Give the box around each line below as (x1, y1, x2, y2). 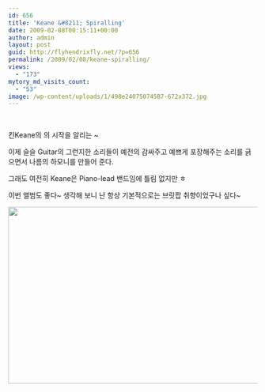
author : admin (8, 33, 55, 42)
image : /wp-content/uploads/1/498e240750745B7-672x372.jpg (8, 92, 207, 100)
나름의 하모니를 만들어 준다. (28, 157, 114, 167)
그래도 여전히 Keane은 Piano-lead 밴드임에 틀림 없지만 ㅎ (8, 174, 187, 183)
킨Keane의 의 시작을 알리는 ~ (8, 130, 99, 140)
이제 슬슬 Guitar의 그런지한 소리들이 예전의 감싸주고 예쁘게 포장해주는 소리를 (8, 147, 244, 156)
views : (8, 63, 30, 71)
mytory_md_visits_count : (8, 77, 90, 85)
